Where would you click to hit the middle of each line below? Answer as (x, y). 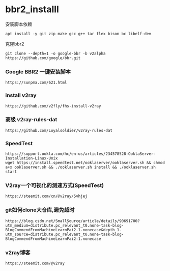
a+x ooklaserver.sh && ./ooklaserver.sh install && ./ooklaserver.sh (81, 167)
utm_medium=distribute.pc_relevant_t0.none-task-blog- (65, 225)
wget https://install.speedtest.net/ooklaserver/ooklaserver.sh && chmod (85, 163)
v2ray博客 (18, 252)
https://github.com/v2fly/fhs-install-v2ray (53, 106)
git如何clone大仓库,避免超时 (40, 210)
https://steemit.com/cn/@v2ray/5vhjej (46, 196)
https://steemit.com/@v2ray (35, 263)
